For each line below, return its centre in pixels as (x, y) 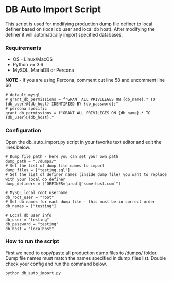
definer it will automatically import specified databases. (64, 34)
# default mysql (23, 95)
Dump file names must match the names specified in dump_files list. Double (86, 258)
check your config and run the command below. (56, 264)
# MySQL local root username (37, 192)
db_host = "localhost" (30, 229)
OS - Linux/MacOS (33, 59)
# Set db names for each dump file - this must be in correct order (80, 202)
